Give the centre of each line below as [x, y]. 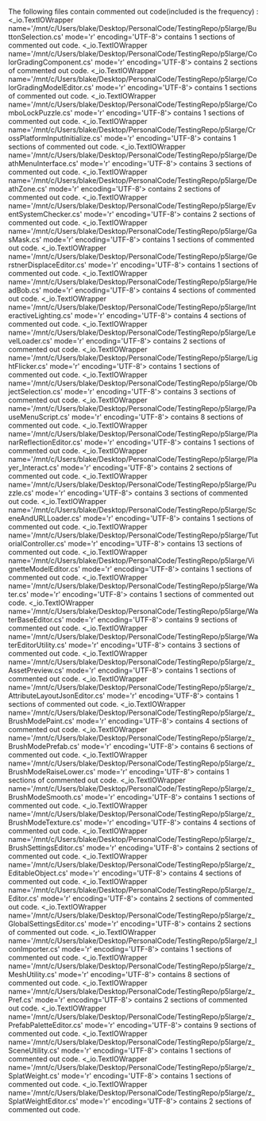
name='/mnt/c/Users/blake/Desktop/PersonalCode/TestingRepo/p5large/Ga [133, 231]
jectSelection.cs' [36, 392]
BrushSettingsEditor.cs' [46, 848]
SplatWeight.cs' [34, 1076]
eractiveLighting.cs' [40, 316]
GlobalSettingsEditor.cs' [48, 924]
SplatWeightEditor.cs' [43, 1101]
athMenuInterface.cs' [43, 163]
